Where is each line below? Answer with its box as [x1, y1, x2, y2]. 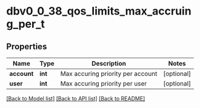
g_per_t [6, 17, 45, 31]
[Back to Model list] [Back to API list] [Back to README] [6, 95, 145, 102]
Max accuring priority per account [60, 70, 158, 78]
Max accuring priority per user [60, 79, 147, 87]
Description [92, 59, 126, 67]
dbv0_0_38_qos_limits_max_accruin [6, 4, 192, 18]
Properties [6, 41, 47, 52]
